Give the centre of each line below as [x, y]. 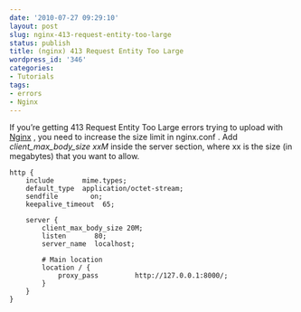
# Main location [72, 260]
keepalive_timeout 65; [71, 204]
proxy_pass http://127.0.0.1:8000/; [143, 276]
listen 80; [74, 236]
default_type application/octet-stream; [104, 189]
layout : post [34, 26]
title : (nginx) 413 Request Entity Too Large [96, 52]
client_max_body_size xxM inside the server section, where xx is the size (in [151, 147]
